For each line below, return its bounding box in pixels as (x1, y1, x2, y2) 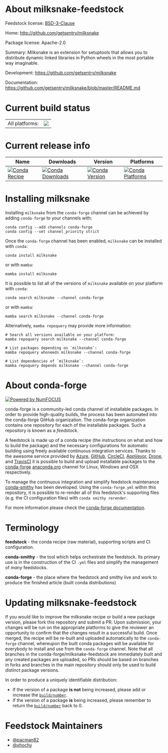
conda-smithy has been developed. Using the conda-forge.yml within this (5, 484, 156, 490)
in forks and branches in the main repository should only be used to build (5, 662, 156, 668)
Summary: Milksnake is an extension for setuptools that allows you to (5, 49, 148, 55)
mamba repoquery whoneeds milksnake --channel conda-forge (5, 350, 131, 355)
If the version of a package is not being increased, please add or (12, 686, 146, 692)
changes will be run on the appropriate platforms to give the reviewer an (5, 624, 154, 631)
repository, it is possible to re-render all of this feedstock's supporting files (5, 489, 159, 495)
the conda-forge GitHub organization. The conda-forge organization (5, 417, 146, 423)
